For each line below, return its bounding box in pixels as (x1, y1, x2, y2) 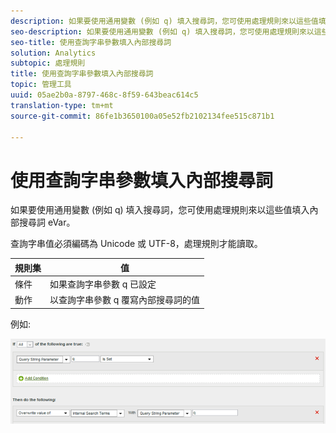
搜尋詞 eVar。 (18, 216, 76, 229)
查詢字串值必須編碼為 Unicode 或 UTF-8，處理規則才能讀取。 (10, 238, 263, 250)
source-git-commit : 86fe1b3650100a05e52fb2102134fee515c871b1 (10, 111, 275, 121)
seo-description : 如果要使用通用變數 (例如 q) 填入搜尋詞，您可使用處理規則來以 (10, 26, 315, 37)
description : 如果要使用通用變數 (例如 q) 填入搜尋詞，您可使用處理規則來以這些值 (10, 16, 319, 26)
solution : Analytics (10, 48, 97, 58)
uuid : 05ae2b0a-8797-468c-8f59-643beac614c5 (10, 90, 199, 100)
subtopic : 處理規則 (10, 58, 86, 69)
